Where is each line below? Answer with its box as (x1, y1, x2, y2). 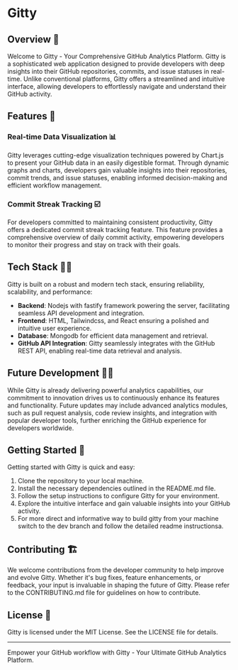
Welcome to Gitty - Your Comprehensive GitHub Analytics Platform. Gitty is (7, 52, 227, 60)
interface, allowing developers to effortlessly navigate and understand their (7, 82, 227, 90)
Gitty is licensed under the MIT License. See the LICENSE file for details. (7, 628, 218, 637)
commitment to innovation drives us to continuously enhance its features (7, 393, 220, 402)
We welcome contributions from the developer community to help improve (7, 566, 225, 574)
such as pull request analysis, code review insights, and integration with (7, 408, 217, 417)
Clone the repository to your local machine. (17, 477, 144, 485)
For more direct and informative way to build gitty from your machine (17, 515, 219, 523)
